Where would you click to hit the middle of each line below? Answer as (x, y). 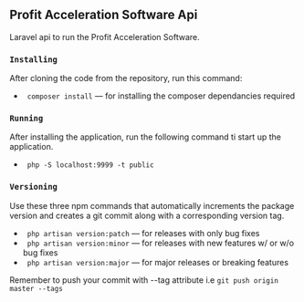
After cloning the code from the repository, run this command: (126, 78)
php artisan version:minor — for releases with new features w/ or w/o (161, 243)
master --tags (37, 288)
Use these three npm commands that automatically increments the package (152, 205)
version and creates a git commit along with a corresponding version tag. (147, 215)
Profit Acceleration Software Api (104, 15)
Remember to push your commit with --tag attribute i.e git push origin (144, 280)
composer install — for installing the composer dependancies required (161, 96)
